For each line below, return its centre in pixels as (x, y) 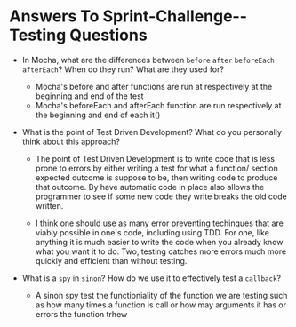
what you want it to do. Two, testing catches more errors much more (161, 251)
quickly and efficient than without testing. (111, 260)
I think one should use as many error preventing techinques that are (160, 223)
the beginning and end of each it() (98, 115)
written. (49, 205)
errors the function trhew (81, 314)
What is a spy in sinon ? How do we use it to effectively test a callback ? (152, 278)
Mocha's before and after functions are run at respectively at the (154, 86)
